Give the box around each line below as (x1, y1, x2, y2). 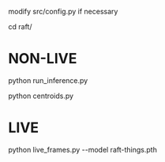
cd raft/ (8, 22, 32, 31)
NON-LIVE (8, 50, 77, 68)
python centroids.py (8, 91, 73, 100)
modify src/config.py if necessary (8, 7, 118, 16)
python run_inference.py (8, 75, 88, 85)
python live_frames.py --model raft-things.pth (8, 145, 158, 154)
